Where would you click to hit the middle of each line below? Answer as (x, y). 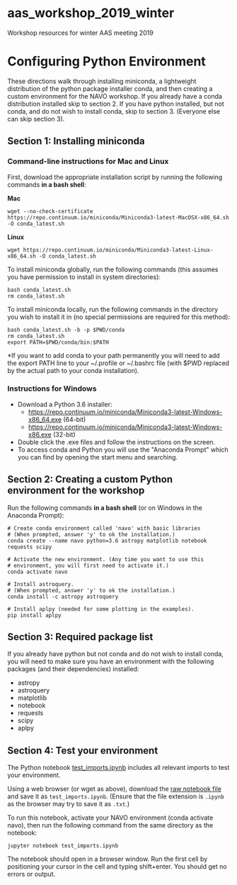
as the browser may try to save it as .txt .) (69, 804)
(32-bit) (64, 434)
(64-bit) (75, 419)
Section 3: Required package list (80, 637)
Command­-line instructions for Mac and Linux (88, 161)
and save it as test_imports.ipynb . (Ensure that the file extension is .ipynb (116, 796)
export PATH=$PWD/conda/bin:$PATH (58, 342)
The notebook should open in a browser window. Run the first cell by (108, 859)
